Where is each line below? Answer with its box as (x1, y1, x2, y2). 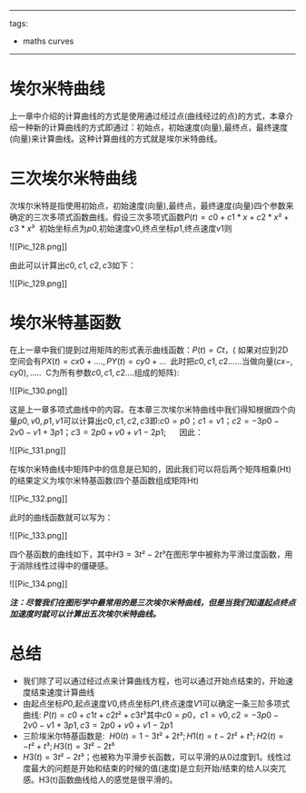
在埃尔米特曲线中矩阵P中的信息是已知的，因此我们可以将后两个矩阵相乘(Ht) (9, 463, 292, 474)
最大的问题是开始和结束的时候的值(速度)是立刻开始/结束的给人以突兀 (30, 762, 287, 773)
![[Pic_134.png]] (9, 578, 68, 589)
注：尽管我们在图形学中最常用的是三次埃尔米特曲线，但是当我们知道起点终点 (9, 597, 296, 608)
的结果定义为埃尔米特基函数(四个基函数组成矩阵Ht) (9, 474, 200, 486)
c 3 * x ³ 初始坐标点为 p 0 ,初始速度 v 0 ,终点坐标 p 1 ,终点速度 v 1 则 (9, 223, 232, 233)
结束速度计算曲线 (30, 687, 95, 698)
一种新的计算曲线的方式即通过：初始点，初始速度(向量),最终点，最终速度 (16, 122, 289, 133)
